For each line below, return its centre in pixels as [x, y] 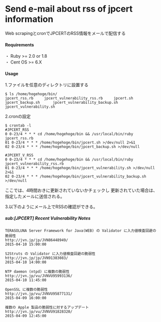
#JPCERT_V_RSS [19, 155]
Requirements [20, 45]
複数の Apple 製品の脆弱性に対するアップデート [47, 307]
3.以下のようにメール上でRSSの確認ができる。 [51, 207]
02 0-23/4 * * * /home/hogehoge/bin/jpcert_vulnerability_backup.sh [76, 177]
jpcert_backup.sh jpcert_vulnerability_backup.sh [62, 103]
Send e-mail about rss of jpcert [69, 9]
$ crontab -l [18, 126]
